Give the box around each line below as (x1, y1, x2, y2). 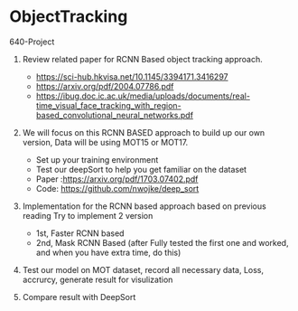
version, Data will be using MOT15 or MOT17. (22, 137, 189, 147)
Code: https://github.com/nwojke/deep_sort (35, 183, 200, 193)
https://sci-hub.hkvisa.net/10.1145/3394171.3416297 (35, 71, 228, 82)
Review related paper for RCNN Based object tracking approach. (22, 53, 264, 64)
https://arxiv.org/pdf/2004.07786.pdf (35, 80, 174, 91)
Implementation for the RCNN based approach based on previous (22, 201, 266, 212)
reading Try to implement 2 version (22, 210, 154, 221)
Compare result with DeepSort (22, 291, 136, 302)
